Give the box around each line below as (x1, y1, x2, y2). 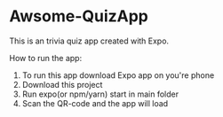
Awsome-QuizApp (9, 6, 149, 27)
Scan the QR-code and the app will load (21, 97, 169, 108)
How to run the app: (9, 52, 83, 63)
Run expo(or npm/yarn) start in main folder (21, 89, 179, 99)
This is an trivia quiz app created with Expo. (9, 35, 170, 46)
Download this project (21, 79, 103, 90)
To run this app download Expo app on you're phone (21, 69, 215, 81)
